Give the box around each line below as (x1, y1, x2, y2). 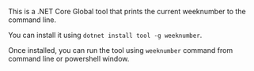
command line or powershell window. (8, 54, 130, 63)
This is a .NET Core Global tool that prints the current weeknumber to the (8, 7, 247, 16)
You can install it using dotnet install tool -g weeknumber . (8, 31, 203, 39)
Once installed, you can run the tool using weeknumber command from (8, 46, 233, 54)
